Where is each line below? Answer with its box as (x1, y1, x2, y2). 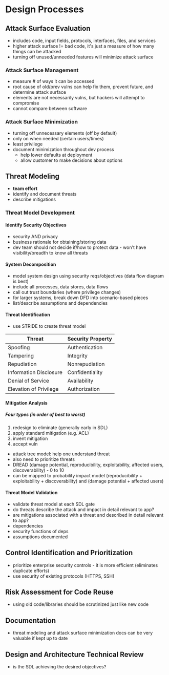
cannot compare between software (12, 106, 87, 112)
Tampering (8, 352, 34, 359)
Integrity (67, 352, 88, 359)
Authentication (67, 344, 103, 351)
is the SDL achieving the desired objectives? (12, 663, 107, 669)
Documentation (5, 616, 56, 625)
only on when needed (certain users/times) (12, 135, 104, 141)
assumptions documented (12, 534, 68, 540)
